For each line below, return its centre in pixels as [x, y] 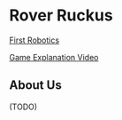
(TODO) [23, 107]
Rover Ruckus [61, 16]
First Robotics [34, 40]
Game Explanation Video [54, 57]
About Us [35, 85]
